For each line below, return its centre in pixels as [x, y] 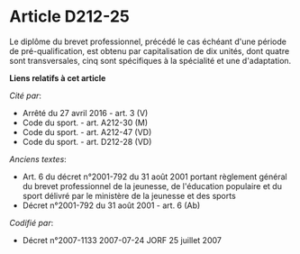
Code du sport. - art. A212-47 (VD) [87, 132]
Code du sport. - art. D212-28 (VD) [87, 141]
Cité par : [26, 95]
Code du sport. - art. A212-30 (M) [85, 122]
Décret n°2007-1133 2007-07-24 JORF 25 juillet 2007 [122, 240]
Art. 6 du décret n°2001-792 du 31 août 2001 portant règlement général [155, 177]
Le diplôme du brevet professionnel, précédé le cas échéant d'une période [148, 41]
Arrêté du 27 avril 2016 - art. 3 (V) [85, 113]
